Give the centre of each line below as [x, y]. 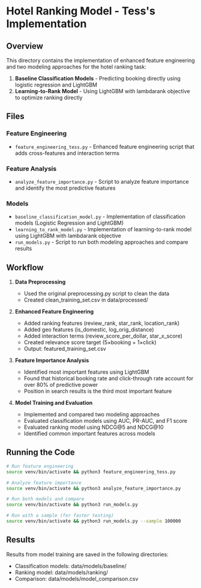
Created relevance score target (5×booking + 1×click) [90, 342]
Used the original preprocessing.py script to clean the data [97, 294]
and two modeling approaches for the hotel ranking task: [76, 67]
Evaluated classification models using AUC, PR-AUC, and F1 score [106, 421]
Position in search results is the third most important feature [98, 391]
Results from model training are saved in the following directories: [88, 554]
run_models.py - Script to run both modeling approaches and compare [101, 242]
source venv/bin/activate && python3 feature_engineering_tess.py [91, 472]
